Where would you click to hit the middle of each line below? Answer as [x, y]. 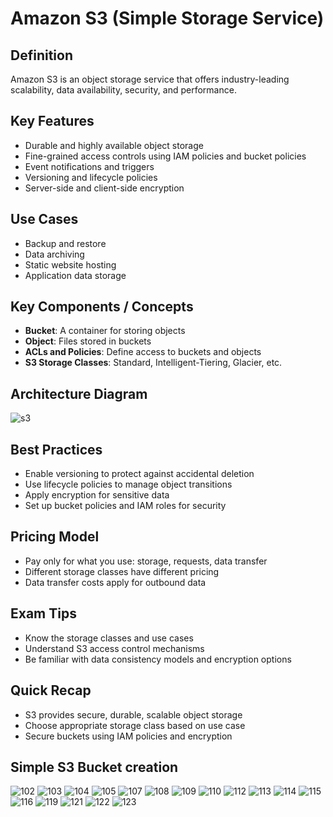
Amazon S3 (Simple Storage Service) [167, 18]
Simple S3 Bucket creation [94, 767]
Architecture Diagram [79, 393]
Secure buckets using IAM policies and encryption [128, 736]
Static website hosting [70, 264]
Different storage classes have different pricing [122, 571]
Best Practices [56, 449]
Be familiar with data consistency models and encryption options [158, 659]
